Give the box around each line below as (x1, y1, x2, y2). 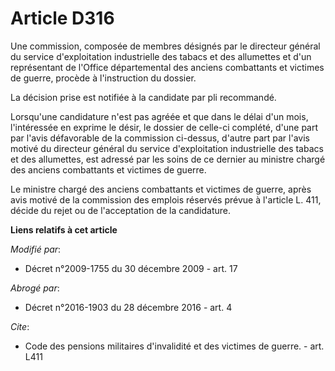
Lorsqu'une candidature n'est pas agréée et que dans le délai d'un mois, (10, 110, 309, 122)
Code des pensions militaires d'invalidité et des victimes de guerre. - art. (24, 340, 325, 352)
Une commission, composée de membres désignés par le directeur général (10, 40, 321, 52)
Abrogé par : (10, 282, 60, 294)
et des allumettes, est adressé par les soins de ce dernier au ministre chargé (10, 153, 326, 165)
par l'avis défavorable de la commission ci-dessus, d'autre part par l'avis (10, 132, 310, 144)
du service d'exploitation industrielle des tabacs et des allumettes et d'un (10, 50, 312, 62)
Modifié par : (10, 243, 62, 255)
